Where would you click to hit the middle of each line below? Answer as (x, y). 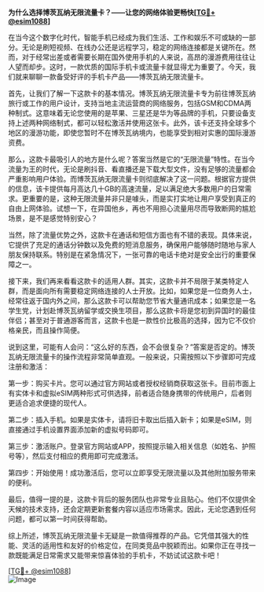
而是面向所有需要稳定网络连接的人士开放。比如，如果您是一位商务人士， (139, 291)
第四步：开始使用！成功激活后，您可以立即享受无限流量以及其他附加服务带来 (132, 472)
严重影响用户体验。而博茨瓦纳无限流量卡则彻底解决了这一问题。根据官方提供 (132, 179)
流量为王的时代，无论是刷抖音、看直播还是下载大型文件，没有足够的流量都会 (132, 169)
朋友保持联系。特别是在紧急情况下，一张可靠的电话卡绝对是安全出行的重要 (128, 254)
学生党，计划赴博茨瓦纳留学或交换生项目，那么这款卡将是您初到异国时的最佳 (132, 311)
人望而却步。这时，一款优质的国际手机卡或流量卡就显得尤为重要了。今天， (128, 67)
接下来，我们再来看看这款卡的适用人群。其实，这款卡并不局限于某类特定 (125, 281)
